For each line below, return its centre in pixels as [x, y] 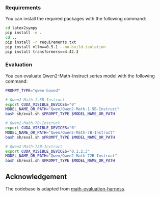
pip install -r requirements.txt [41, 42]
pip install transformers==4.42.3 [42, 52]
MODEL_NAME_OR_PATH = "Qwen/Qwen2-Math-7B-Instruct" [60, 132]
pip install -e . [24, 33]
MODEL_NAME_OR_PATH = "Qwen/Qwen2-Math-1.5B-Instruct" [62, 109]
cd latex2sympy [21, 28]
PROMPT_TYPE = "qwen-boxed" [33, 91]
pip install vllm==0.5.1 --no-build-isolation [56, 47]
